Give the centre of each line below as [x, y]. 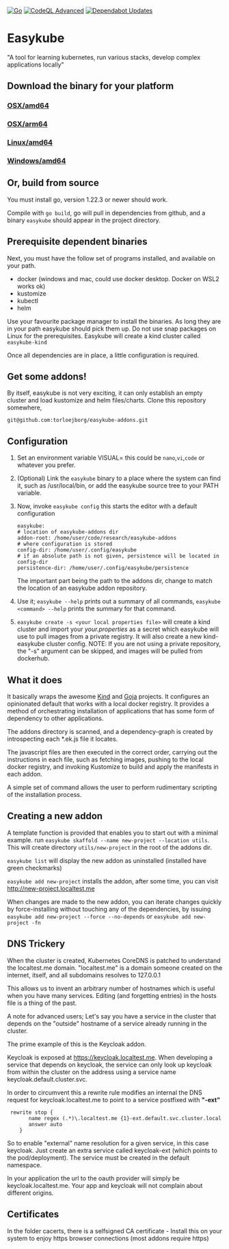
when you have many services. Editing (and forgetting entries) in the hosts [112, 995]
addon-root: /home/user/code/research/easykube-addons [97, 538]
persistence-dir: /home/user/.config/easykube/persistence [103, 568]
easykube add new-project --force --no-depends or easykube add [99, 916]
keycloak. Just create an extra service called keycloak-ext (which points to [112, 1150]
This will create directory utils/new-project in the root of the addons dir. [110, 847]
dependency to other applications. [55, 718]
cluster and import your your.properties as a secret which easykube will [118, 629]
